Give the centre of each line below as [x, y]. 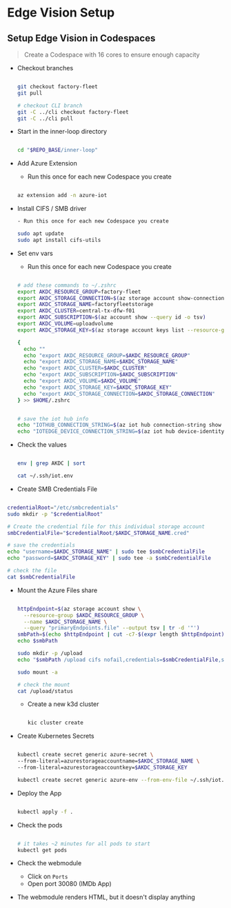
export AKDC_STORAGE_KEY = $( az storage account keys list [101, 330]
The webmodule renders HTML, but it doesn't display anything [106, 897]
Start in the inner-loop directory [62, 132]
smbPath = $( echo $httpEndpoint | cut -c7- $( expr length [98, 635]
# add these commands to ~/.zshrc [67, 285]
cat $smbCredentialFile [41, 577]
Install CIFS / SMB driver [52, 209]
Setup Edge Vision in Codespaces [81, 38]
